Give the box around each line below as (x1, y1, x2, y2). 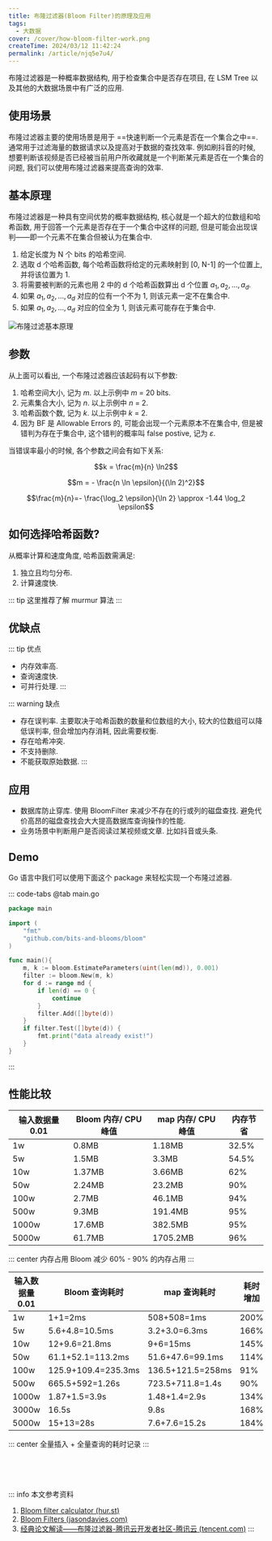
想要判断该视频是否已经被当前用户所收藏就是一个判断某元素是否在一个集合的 (8, 152, 264, 162)
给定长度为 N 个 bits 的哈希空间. (19, 249, 126, 259)
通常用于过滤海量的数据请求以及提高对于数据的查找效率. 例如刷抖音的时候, (8, 142, 257, 152)
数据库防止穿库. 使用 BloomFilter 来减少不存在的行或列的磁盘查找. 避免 (19, 806, 255, 816)
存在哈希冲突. (19, 736, 66, 747)
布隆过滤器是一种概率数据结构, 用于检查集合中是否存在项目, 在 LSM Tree (8, 73, 249, 82)
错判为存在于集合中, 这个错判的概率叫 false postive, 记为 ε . (19, 428, 216, 438)
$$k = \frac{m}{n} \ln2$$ (94, 462, 178, 471)
